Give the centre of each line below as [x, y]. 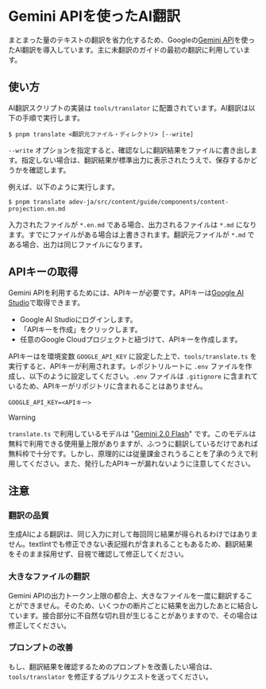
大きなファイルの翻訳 [49, 577]
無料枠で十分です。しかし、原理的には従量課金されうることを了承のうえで [130, 453]
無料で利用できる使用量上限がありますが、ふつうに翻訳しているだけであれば [133, 443]
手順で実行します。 [53, 118]
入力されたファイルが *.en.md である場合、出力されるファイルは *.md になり [133, 224]
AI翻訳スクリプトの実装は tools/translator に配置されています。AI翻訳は [128, 107]
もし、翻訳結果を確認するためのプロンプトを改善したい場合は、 [112, 666]
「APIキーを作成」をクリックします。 [81, 329]
